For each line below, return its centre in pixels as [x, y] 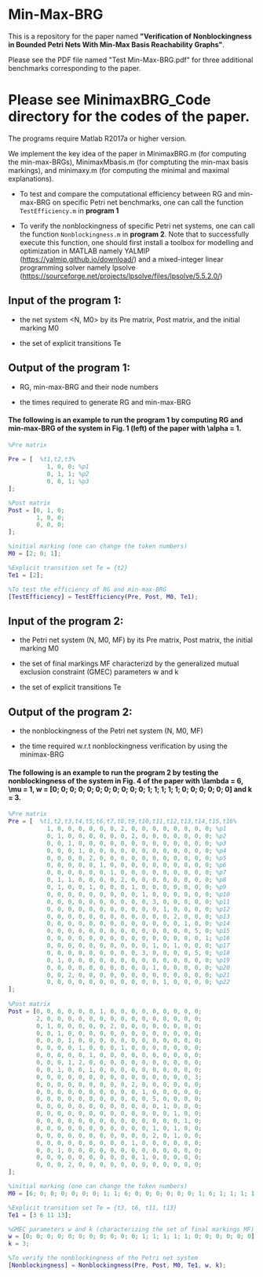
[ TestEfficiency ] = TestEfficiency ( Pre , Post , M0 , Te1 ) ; [103, 596]
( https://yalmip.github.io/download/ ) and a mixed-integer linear [121, 259]
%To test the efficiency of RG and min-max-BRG [88, 589]
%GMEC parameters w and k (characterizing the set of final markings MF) [131, 1229]
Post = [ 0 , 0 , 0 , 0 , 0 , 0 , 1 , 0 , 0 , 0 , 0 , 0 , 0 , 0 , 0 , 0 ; [105, 1011]
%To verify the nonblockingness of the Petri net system [103, 1258]
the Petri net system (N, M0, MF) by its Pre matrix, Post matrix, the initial [136, 640]
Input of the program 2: [66, 621]
